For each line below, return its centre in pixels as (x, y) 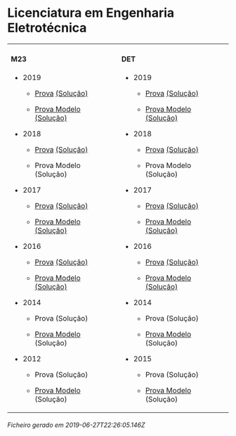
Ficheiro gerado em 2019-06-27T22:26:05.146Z (76, 425)
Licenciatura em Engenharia (91, 13)
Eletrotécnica (47, 28)
